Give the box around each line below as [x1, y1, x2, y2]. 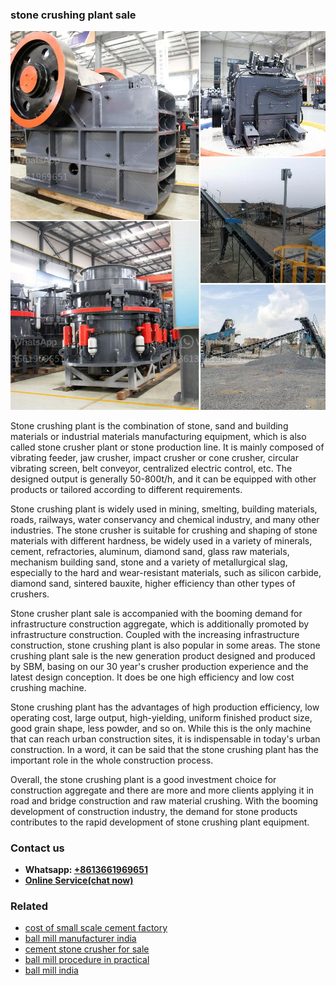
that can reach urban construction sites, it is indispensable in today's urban [10, 733, 321, 745]
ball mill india [24, 964, 79, 977]
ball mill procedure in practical [24, 954, 150, 966]
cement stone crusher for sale [24, 943, 150, 955]
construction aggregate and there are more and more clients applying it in [10, 784, 315, 796]
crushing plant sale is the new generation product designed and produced [10, 649, 316, 662]
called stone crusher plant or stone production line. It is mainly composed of [10, 441, 325, 453]
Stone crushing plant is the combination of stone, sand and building [10, 419, 289, 432]
